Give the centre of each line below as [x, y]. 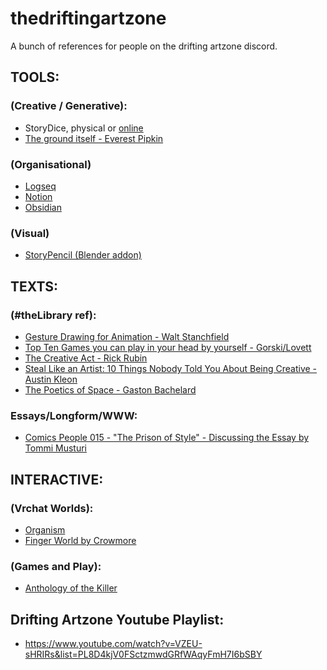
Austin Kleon [51, 379]
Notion [38, 196]
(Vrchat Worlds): [52, 508]
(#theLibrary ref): [53, 315]
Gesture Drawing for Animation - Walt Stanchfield [127, 336]
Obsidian [43, 207]
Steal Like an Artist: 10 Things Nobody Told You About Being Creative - [171, 368]
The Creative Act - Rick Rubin [86, 358]
